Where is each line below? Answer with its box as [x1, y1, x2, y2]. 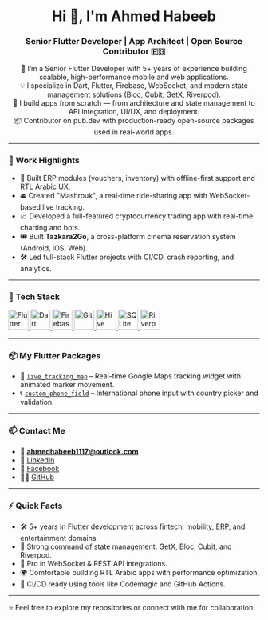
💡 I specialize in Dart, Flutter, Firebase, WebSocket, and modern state [19, 81, 249, 90]
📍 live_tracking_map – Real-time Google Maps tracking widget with [19, 371, 242, 381]
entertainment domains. [19, 533, 98, 542]
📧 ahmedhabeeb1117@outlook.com [19, 446, 139, 456]
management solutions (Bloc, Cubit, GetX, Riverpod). [47, 90, 221, 99]
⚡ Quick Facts [8, 500, 63, 511]
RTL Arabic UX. [19, 182, 71, 191]
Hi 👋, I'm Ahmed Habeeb [51, 7, 217, 26]
